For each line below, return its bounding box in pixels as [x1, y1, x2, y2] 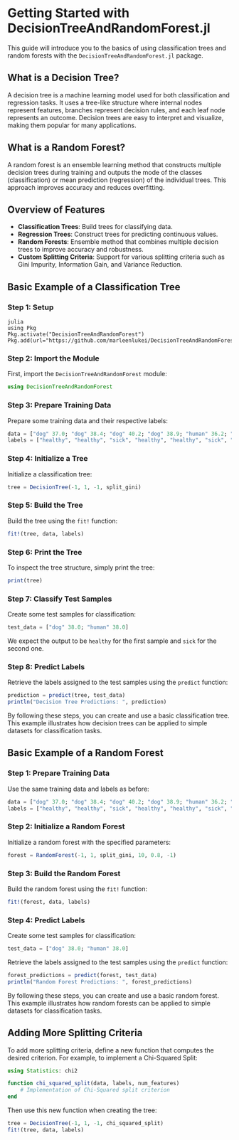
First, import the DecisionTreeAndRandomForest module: [7, 370, 167, 378]
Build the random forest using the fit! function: [7, 884, 148, 893]
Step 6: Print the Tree [7, 547, 83, 557]
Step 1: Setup [7, 302, 54, 312]
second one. [7, 644, 44, 652]
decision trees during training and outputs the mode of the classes [7, 168, 203, 176]
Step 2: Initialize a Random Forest [7, 821, 125, 831]
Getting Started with [7, 5, 130, 21]
